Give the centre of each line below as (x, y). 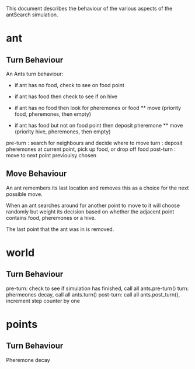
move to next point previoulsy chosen (51, 155)
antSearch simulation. (32, 15)
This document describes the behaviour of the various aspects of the (89, 8)
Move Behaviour (36, 174)
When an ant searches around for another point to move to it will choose (93, 205)
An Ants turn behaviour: (35, 74)
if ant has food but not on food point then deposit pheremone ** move (99, 125)
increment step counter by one (43, 301)
